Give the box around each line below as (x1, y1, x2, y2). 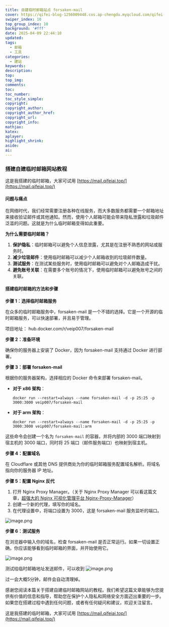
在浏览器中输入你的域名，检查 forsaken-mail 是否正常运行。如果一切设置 (5, 538, 155, 544)
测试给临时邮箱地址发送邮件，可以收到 (5, 565, 84, 572)
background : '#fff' (5, 26, 46, 31)
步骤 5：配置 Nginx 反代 (5, 478, 55, 484)
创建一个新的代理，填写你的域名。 (12, 501, 83, 507)
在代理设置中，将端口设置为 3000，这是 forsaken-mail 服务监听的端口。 (12, 507, 162, 514)
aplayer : (5, 134, 24, 139)
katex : (5, 129, 19, 134)
